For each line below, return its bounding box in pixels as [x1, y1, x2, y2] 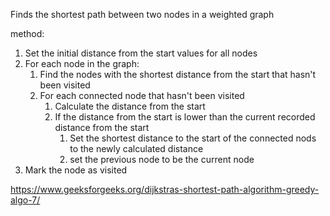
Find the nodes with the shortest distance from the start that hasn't [39, 69, 317, 80]
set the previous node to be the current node [69, 154, 255, 165]
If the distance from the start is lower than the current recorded [54, 111, 316, 123]
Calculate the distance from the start [54, 100, 206, 112]
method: [10, 28, 45, 39]
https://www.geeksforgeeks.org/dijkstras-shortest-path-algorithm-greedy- [10, 184, 320, 195]
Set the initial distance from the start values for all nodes [24, 47, 258, 59]
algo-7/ [10, 194, 41, 206]
